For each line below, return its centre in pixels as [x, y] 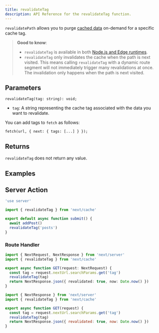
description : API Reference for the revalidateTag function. [68, 14]
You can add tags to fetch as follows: [43, 123]
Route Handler [22, 245]
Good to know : [32, 42]
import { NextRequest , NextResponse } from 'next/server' [65, 255]
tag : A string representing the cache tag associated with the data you [81, 108]
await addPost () [26, 223]
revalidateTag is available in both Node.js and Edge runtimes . [86, 52]
